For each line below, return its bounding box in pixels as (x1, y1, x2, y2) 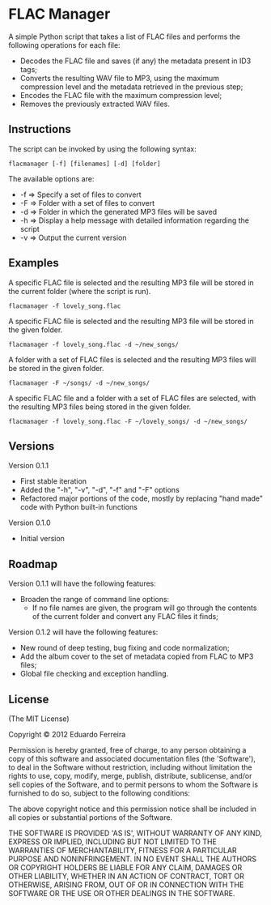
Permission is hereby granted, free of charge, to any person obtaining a (8, 745, 247, 754)
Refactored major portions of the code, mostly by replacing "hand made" (19, 493, 264, 503)
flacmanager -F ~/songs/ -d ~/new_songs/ (8, 378, 150, 387)
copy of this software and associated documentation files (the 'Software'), (8, 754, 256, 763)
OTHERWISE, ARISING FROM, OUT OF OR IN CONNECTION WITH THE (8, 880, 244, 890)
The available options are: (8, 173, 95, 183)
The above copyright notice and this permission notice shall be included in (8, 804, 256, 813)
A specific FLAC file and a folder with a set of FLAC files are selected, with (8, 393, 256, 403)
